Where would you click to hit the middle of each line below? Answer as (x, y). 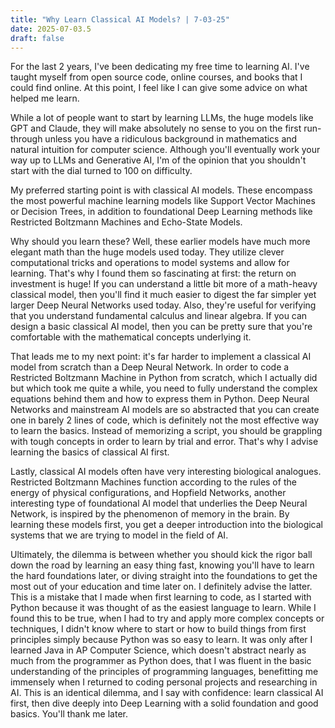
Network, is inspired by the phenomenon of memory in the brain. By (150, 514)
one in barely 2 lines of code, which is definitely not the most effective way (165, 420)
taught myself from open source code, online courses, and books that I (156, 77)
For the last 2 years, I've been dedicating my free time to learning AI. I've (160, 67)
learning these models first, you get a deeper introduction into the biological (167, 525)
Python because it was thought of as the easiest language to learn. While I (163, 608)
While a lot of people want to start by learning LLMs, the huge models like (162, 118)
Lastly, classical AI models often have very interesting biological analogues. (166, 472)
